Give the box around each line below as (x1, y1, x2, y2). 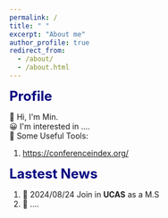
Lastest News (9, 164, 98, 182)
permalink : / (9, 13, 58, 22)
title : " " (9, 21, 50, 30)
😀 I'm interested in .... (9, 121, 91, 131)
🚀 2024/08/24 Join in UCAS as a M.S (21, 189, 160, 199)
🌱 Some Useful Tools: (9, 130, 89, 141)
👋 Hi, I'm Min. (9, 111, 59, 122)
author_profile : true (9, 38, 90, 47)
